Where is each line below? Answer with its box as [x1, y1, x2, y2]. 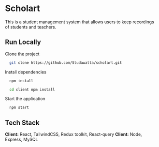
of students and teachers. [5, 24, 57, 29]
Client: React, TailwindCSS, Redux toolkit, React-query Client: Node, [5, 132, 142, 137]
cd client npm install [9, 87, 55, 92]
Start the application [5, 96, 45, 102]
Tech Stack [5, 118, 40, 127]
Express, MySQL [5, 136, 38, 143]
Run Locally [5, 38, 41, 46]
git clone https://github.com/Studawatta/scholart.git [9, 60, 122, 65]
